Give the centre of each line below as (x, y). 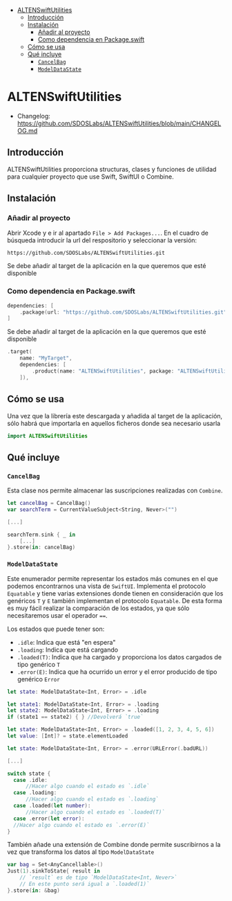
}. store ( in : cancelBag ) (41, 547)
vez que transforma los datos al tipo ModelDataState (81, 852)
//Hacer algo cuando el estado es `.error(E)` (81, 825)
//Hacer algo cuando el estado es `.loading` (92, 799)
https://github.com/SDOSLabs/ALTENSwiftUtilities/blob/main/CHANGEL (119, 123)
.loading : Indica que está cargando (68, 650)
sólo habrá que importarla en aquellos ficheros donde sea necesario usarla (114, 423)
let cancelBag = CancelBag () (49, 503)
